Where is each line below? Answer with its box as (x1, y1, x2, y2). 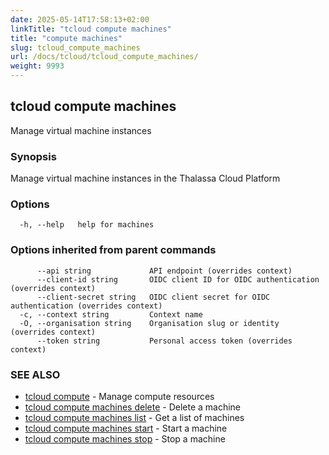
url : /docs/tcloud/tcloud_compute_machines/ (10, 52, 199, 62)
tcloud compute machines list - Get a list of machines (24, 412, 245, 423)
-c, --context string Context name (19, 309, 203, 320)
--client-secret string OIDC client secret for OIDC (36, 292, 271, 302)
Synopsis (10, 149, 57, 163)
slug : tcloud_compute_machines (10, 42, 141, 53)
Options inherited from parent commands (10, 243, 217, 257)
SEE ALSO (10, 367, 61, 381)
